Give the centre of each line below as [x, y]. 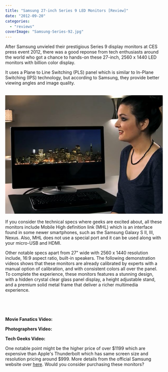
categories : [17, 21]
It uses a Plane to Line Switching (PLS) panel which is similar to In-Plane [79, 72]
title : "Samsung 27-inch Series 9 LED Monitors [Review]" [67, 11]
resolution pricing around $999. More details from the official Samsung [78, 359]
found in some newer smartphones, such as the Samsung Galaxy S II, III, [79, 233]
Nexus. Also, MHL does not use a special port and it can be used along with [83, 238]
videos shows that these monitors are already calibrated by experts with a [81, 264]
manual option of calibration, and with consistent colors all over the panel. [81, 269]
